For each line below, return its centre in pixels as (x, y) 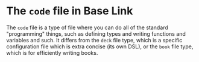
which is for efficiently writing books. (52, 52)
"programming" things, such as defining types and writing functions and (96, 33)
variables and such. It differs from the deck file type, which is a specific (94, 40)
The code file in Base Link (70, 11)
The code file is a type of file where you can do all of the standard (87, 27)
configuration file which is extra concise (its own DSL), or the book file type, (100, 46)
